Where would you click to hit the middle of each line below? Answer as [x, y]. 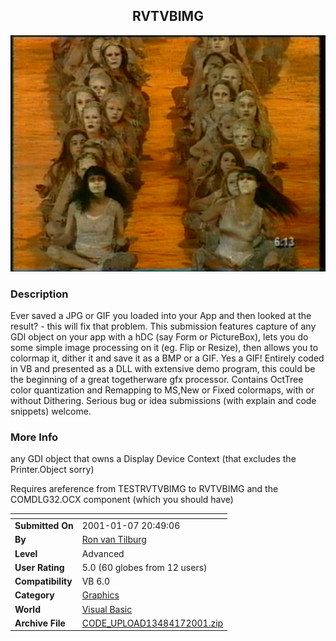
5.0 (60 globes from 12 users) [144, 567]
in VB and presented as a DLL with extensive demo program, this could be [163, 369]
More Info [34, 437]
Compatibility [43, 581]
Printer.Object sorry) [52, 470]
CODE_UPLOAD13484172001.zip [152, 623]
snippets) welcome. [51, 411]
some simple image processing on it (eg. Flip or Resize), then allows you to [164, 348]
